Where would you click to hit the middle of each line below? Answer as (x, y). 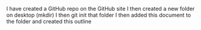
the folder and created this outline (49, 21)
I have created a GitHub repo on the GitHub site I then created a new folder (100, 9)
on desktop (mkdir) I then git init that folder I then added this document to (99, 15)
